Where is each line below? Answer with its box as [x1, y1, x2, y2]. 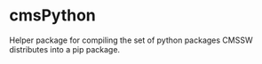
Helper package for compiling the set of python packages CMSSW [9, 35, 253, 45]
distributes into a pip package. [9, 44, 121, 54]
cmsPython [9, 5, 96, 26]
